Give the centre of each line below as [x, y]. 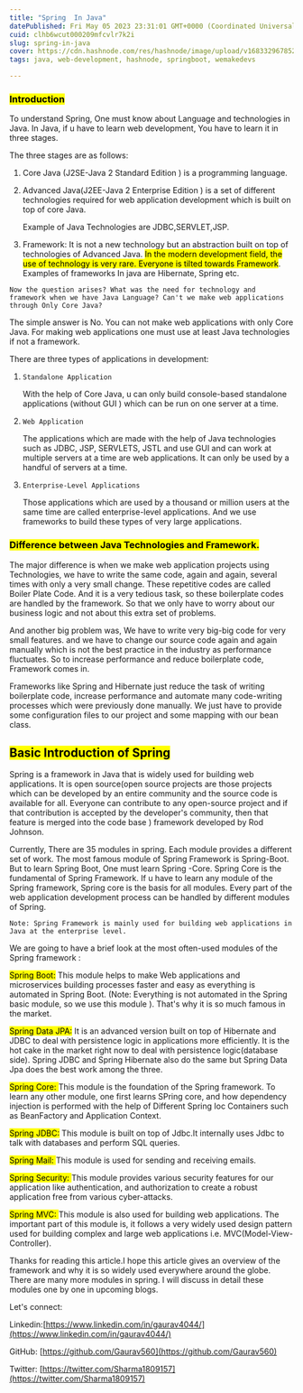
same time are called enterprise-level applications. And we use [139, 512]
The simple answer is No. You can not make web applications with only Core [151, 322]
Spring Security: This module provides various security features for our [142, 1178]
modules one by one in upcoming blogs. [84, 1290]
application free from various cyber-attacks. [91, 1197]
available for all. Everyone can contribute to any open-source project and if [149, 803]
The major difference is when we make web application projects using [139, 564]
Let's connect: [36, 1307]
